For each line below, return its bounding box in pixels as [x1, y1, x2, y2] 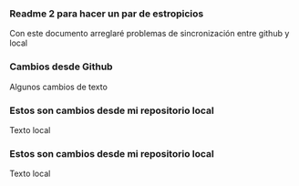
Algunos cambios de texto [9, 81, 108, 92]
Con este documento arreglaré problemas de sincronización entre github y [9, 28, 290, 39]
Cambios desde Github [9, 60, 113, 73]
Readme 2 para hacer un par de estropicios [9, 7, 204, 20]
